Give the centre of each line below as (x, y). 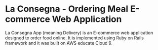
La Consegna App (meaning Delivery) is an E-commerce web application (79, 33)
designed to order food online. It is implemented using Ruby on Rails (75, 38)
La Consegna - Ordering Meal (67, 9)
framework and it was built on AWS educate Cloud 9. (59, 43)
